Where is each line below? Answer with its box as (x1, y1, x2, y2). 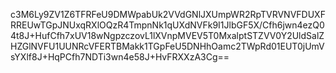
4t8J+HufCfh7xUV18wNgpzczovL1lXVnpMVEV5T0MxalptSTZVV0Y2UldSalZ (10, 30, 325, 41)
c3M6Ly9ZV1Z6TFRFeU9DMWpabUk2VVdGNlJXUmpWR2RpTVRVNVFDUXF (10, 9, 326, 20)
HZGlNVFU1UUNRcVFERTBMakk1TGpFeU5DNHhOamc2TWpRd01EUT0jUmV (10, 40, 325, 52)
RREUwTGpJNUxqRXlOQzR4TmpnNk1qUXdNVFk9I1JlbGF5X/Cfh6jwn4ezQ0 (10, 19, 325, 31)
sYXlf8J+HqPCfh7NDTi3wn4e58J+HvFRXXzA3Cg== (10, 51, 230, 63)
